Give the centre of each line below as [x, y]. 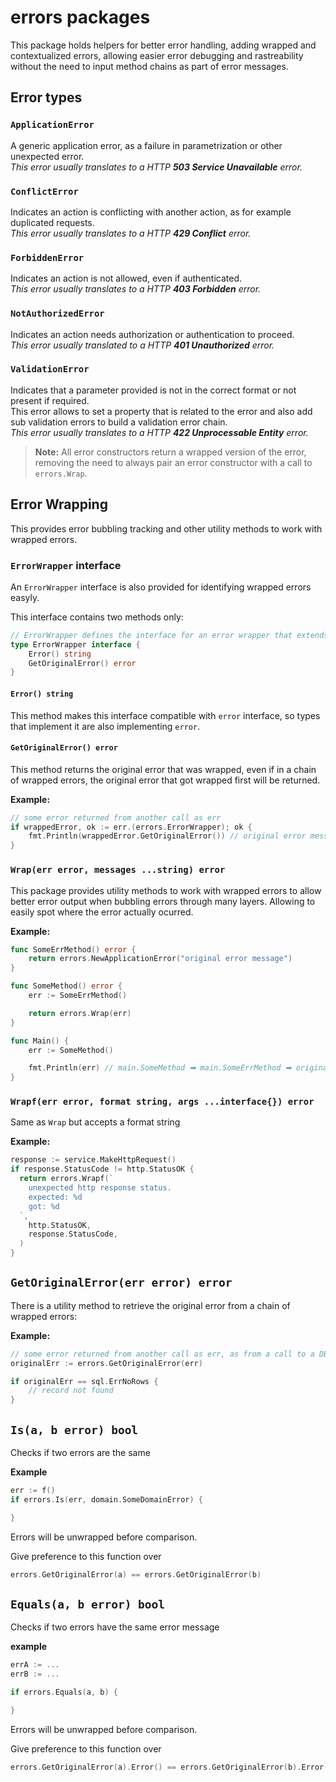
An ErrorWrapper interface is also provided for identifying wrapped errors [161, 587]
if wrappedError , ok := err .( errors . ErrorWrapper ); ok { [131, 827]
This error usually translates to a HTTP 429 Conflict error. [131, 233]
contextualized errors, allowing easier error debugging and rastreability [157, 55]
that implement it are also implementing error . [105, 726]
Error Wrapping [59, 504]
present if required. [50, 400]
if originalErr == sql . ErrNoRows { [84, 1381]
